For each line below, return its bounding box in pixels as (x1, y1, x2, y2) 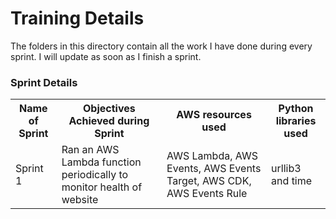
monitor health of (61, 180, 143, 194)
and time (271, 174, 313, 188)
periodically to (61, 168, 129, 182)
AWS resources (176, 108, 252, 122)
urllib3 (271, 162, 302, 176)
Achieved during (68, 114, 150, 128)
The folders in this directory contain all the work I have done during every (10, 40, 313, 52)
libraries (275, 114, 317, 128)
